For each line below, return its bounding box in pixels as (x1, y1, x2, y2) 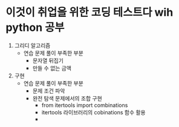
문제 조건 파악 (32, 87, 65, 94)
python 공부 (5, 21, 65, 34)
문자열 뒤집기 (32, 57, 64, 64)
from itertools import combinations (41, 101, 128, 109)
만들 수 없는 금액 (32, 64, 72, 71)
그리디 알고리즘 (14, 42, 51, 49)
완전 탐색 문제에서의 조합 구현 (32, 94, 102, 102)
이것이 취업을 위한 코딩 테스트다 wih (5, 5, 174, 19)
